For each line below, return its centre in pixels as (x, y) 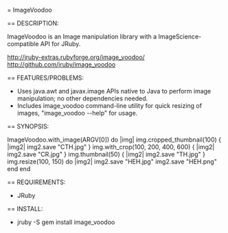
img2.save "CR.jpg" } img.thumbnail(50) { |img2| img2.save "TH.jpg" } (106, 154)
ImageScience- (180, 36)
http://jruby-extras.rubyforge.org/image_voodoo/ (76, 57)
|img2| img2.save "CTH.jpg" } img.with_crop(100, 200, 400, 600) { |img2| (111, 147)
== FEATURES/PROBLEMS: (46, 78)
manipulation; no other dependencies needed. (82, 98)
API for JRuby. (60, 44)
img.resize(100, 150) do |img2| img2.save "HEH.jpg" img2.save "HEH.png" (112, 162)
